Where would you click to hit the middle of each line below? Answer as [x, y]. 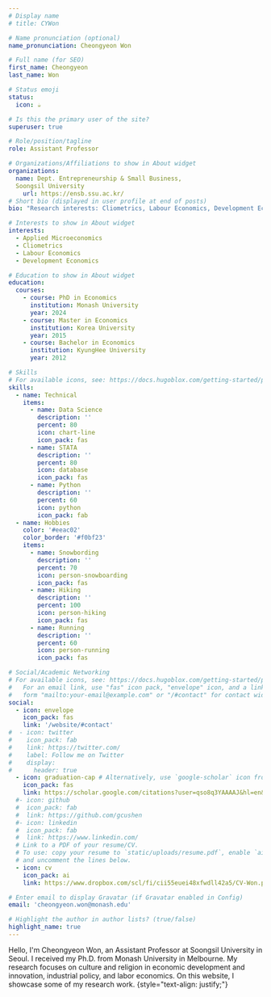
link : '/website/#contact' [68, 725]
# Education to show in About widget [72, 276]
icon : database [63, 470]
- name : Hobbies [43, 523]
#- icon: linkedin [47, 822]
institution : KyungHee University [88, 351]
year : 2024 [48, 313]
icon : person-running [74, 650]
